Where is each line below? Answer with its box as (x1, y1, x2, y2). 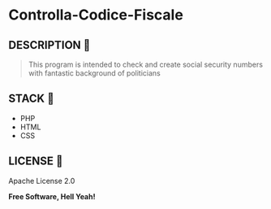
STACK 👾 (8, 92, 54, 106)
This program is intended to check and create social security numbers (28, 59, 264, 69)
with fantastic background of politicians (28, 68, 161, 78)
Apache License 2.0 (8, 176, 75, 185)
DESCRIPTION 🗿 (8, 38, 91, 52)
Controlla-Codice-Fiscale (8, 6, 184, 24)
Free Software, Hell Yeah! (8, 191, 96, 201)
